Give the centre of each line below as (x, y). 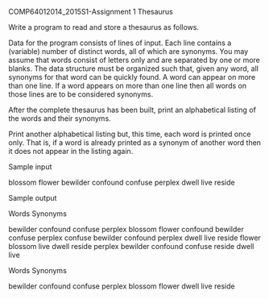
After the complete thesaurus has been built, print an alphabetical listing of (132, 110)
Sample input (30, 167)
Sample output (33, 198)
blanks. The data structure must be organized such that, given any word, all (134, 69)
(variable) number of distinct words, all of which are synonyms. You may (128, 51)
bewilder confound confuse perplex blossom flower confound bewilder (126, 229)
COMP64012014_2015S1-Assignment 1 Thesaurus (91, 12)
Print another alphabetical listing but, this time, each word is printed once (130, 134)
